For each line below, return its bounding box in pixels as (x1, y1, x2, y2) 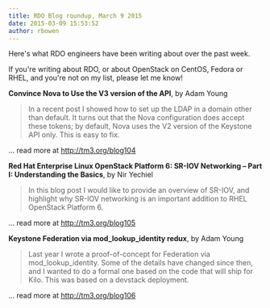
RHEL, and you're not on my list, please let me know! (8, 73, 183, 83)
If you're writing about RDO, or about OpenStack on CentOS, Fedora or (8, 65, 243, 74)
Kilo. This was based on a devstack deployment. (27, 275, 189, 285)
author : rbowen (8, 27, 60, 35)
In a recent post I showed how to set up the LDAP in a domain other (27, 104, 252, 114)
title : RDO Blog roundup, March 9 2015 (8, 11, 143, 20)
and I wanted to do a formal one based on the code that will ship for (27, 267, 254, 277)
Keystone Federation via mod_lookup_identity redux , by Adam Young (8, 234, 244, 243)
